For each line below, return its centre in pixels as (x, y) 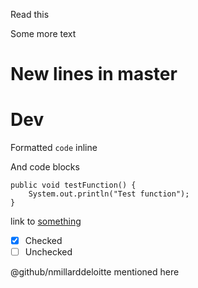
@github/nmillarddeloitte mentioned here (95, 272)
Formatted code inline (54, 148)
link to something (46, 221)
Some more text (43, 33)
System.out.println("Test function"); (109, 194)
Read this (30, 14)
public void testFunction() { (73, 185)
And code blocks (45, 167)
